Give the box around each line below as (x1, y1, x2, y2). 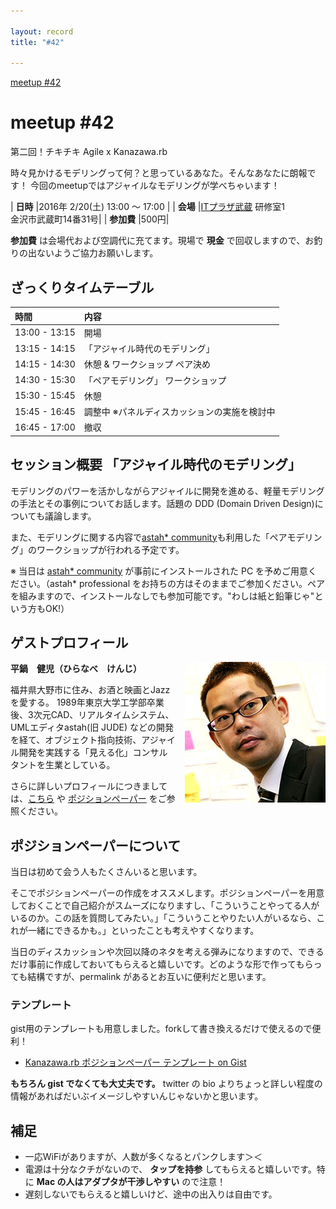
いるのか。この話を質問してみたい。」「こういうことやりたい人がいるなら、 (10, 912, 317, 924)
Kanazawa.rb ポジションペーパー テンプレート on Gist (24, 1056, 247, 1069)
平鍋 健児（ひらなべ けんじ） (10, 663, 142, 675)
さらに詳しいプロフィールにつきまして (10, 780, 168, 792)
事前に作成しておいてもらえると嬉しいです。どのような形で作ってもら (27, 958, 314, 970)
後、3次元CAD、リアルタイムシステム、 (10, 709, 175, 721)
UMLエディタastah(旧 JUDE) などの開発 (10, 721, 175, 734)
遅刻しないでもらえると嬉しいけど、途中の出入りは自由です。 (24, 1188, 278, 1200)
